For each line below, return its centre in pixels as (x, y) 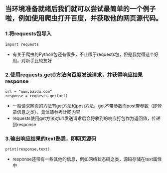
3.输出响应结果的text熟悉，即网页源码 (51, 139)
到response (24, 124)
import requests (22, 44)
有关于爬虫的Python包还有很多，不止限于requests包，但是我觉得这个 (83, 54)
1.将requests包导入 (28, 34)
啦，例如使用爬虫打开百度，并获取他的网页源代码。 (84, 18)
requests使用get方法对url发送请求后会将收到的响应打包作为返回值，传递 (86, 118)
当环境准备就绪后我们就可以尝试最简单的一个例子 (81, 9)
